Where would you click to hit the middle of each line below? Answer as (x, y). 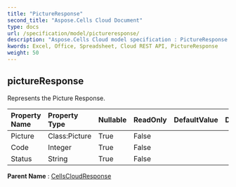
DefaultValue (196, 120)
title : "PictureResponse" (45, 14)
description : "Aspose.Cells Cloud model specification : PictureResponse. (119, 40)
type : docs (23, 27)
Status (21, 158)
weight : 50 (23, 53)
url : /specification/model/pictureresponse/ (73, 33)
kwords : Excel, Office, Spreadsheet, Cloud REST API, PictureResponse (113, 46)
